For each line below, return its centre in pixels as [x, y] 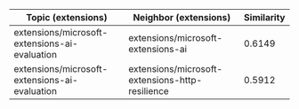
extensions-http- [166, 80]
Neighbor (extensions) [182, 17]
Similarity [264, 17]
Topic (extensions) [67, 17]
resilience [149, 91]
